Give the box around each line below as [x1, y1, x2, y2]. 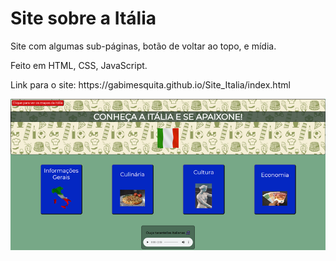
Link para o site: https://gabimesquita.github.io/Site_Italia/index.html [10, 78, 291, 91]
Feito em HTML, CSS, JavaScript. [10, 59, 148, 71]
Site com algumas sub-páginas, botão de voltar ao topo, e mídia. [10, 40, 277, 52]
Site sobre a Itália [10, 7, 157, 30]
